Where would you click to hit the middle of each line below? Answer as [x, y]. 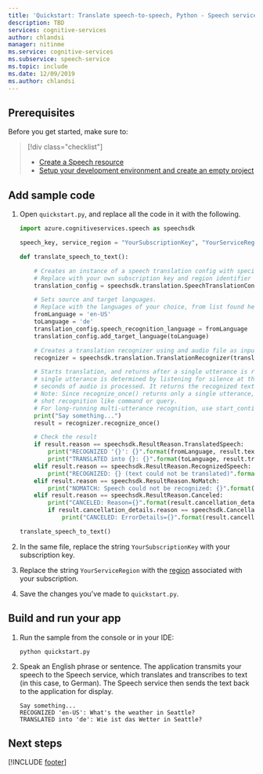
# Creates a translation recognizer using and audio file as [135, 350]
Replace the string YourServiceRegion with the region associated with [131, 570]
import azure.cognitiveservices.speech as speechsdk [107, 228]
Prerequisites [41, 113]
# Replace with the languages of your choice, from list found [139, 307]
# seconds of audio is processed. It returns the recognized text [144, 387]
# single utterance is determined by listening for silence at [139, 379]
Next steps [35, 743]
